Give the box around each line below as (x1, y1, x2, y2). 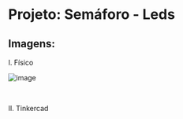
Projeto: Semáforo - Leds (8, 6, 176, 24)
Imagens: (8, 37, 55, 50)
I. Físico (8, 58, 34, 67)
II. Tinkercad (8, 104, 49, 113)
